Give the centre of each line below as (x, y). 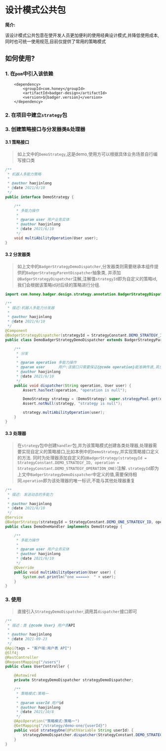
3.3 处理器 (16, 434)
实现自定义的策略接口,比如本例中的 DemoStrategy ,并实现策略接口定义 (90, 451)
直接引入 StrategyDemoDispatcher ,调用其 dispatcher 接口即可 (77, 611)
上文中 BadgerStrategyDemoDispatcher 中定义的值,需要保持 (75, 474)
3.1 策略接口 (17, 142)
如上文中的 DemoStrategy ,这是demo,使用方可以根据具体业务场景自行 (85, 154)
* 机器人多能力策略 (24, 174)
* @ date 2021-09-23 (27, 639)
